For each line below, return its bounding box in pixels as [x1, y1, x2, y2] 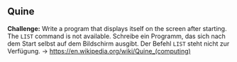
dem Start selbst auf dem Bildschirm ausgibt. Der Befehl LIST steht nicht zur [7, 39, 230, 48]
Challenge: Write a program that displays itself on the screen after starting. [7, 24, 227, 32]
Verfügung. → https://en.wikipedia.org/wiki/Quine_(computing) [7, 46, 192, 55]
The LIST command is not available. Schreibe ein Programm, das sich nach [7, 32, 226, 40]
